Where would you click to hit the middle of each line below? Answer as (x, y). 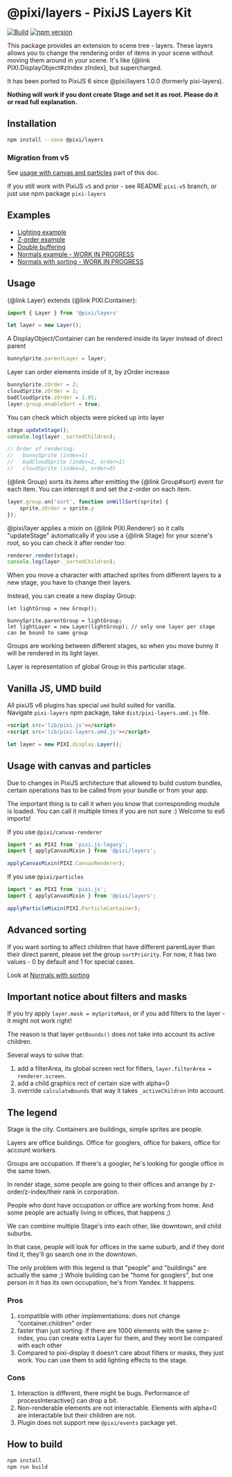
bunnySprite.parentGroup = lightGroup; (65, 621)
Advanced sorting (47, 930)
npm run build (28, 1467)
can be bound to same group (48, 633)
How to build (35, 1445)
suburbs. (20, 1233)
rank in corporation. (91, 1192)
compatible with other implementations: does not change (99, 1316)
